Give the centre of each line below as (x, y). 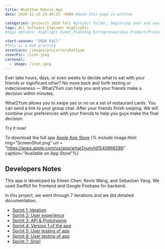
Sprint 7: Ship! (26, 242)
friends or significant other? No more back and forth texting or (68, 83)
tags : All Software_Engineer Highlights (47, 28)
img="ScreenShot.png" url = (34, 143)
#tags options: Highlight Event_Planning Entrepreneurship (67, 32)
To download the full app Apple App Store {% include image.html (71, 138)
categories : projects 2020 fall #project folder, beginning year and (78, 23)
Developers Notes (33, 169)
